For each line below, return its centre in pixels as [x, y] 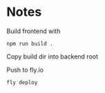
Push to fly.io [25, 70]
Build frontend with [34, 31]
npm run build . [30, 43]
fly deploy [22, 82]
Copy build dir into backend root [52, 56]
